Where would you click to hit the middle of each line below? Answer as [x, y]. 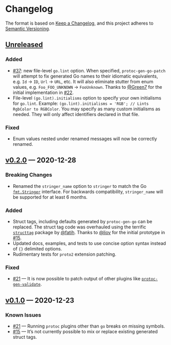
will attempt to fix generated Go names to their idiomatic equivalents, [85, 76]
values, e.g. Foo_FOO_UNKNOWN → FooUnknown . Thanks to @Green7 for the [87, 87]
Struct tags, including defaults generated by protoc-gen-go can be [82, 221]
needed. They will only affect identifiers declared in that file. [76, 114]
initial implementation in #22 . [43, 92]
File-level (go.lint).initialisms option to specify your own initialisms [87, 98]
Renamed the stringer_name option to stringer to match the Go [80, 186]
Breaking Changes [29, 175]
